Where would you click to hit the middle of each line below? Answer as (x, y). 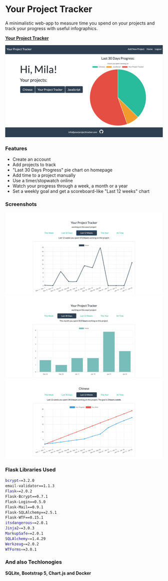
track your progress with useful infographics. (51, 28)
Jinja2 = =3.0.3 (20, 528)
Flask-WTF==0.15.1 (24, 518)
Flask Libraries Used (30, 469)
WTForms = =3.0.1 (21, 549)
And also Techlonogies (34, 562)
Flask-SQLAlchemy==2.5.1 (31, 512)
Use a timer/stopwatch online (43, 181)
